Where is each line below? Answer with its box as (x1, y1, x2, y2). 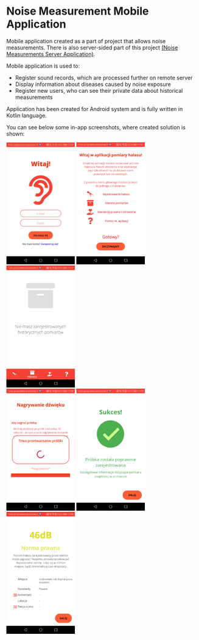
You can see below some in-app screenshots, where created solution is (6, 123, 186, 131)
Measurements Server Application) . (6, 50, 96, 57)
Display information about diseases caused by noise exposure (15, 81, 172, 88)
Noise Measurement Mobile (6, 4, 149, 18)
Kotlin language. (6, 112, 47, 119)
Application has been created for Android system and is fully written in (6, 105, 183, 112)
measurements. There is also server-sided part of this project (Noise (6, 44, 178, 51)
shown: (6, 130, 25, 137)
